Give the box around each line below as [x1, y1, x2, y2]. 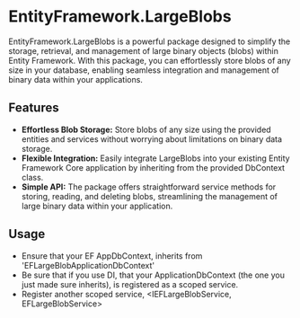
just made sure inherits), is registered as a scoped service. [21, 278, 239, 289]
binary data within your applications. [8, 74, 143, 84]
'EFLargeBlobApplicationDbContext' [21, 260, 155, 270]
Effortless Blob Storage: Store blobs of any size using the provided [21, 124, 271, 135]
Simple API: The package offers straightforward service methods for [21, 181, 277, 192]
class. [21, 172, 44, 182]
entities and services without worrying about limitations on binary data [21, 133, 283, 145]
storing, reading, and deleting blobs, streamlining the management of [21, 190, 278, 201]
